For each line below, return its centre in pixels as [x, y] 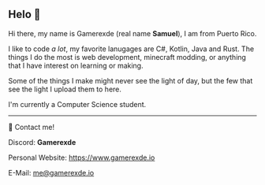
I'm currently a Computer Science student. [77, 104]
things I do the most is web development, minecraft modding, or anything [127, 57]
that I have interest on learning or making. [76, 65]
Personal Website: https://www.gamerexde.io [82, 157]
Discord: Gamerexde [42, 142]
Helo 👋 [24, 15]
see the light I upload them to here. [65, 89]
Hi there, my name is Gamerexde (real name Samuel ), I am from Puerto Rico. [132, 33]
